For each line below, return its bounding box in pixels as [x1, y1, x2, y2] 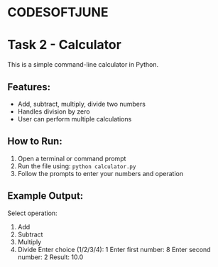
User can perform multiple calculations [17, 114, 132, 123]
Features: [7, 81, 51, 93]
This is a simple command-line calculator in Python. [7, 60, 159, 69]
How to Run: [7, 136, 62, 148]
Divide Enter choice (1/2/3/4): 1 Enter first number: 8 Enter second [17, 245, 211, 254]
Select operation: [7, 209, 58, 217]
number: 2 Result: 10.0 [17, 253, 84, 261]
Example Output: [7, 190, 84, 202]
